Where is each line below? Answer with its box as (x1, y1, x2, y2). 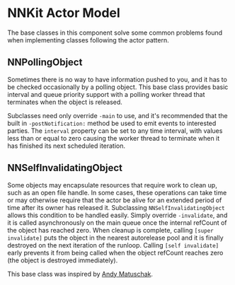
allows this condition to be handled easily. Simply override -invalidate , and (7, 211, 228, 219)
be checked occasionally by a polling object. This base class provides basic (7, 83, 229, 91)
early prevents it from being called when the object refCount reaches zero (7, 248, 224, 257)
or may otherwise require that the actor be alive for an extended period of (7, 196, 222, 204)
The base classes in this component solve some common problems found (7, 28, 223, 37)
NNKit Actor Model (7, 5, 120, 21)
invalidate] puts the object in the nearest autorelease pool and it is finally (7, 233, 224, 242)
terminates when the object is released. (7, 98, 122, 106)
